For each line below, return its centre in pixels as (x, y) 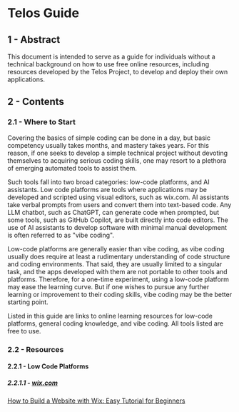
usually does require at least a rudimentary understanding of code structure (119, 256)
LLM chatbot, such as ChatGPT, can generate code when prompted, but (113, 212)
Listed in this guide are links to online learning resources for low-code (110, 316)
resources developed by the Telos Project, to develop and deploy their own (118, 72)
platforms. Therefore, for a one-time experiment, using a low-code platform (118, 279)
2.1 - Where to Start (42, 122)
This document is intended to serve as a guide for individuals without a (111, 56)
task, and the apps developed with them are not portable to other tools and (117, 271)
